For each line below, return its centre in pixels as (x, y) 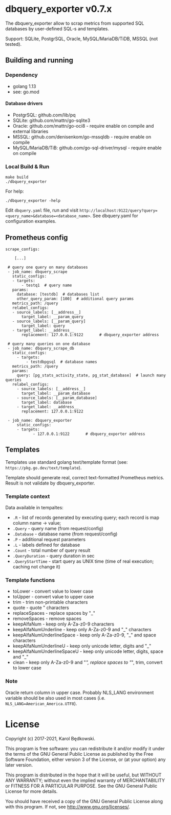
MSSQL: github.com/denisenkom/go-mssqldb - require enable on (82, 136)
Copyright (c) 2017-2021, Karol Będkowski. (50, 738)
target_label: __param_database (56, 393)
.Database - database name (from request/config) (65, 534)
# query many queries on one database (49, 344)
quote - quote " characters (41, 608)
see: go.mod (26, 92)
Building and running (39, 60)
